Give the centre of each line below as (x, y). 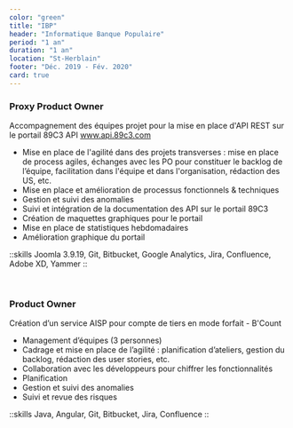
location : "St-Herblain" (55, 59)
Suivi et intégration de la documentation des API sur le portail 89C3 (145, 209)
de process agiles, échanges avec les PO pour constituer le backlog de (152, 162)
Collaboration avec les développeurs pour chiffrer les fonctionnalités (147, 369)
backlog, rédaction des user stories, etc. (96, 360)
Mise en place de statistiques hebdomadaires (105, 228)
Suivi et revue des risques (70, 397)
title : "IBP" (33, 26)
